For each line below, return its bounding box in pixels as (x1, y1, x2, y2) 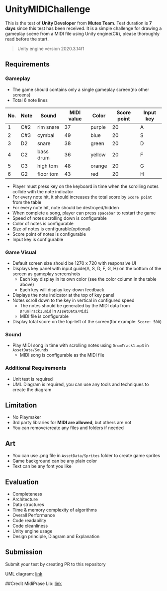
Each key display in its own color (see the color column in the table (19, 276, 157, 282)
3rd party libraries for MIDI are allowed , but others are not (12, 420, 132, 426)
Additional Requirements (5, 365, 67, 372)
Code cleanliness (12, 523, 48, 529)
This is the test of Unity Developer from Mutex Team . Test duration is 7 (5, 20, 152, 26)
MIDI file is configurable (19, 313, 69, 319)
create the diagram (12, 386, 52, 393)
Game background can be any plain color (12, 458, 97, 464)
